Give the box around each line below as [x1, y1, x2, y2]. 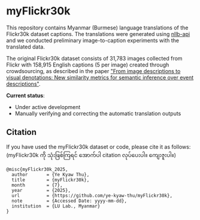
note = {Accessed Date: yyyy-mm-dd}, [11, 198, 128, 204]
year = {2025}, [11, 187, 71, 193]
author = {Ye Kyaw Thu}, [11, 171, 90, 177]
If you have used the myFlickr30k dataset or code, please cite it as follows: [6, 143, 191, 150]
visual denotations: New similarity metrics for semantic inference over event [6, 74, 194, 81]
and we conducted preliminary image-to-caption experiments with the [6, 37, 180, 44]
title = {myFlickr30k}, [11, 177, 90, 183]
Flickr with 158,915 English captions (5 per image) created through [6, 61, 169, 68]
